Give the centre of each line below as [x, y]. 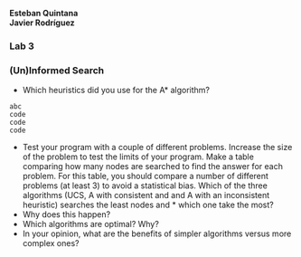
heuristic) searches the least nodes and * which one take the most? [148, 205]
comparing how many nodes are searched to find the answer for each [152, 167]
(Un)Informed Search [57, 70]
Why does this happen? [66, 214]
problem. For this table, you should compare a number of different [146, 176]
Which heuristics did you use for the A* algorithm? [116, 90]
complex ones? [51, 243]
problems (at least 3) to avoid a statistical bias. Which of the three [145, 186]
